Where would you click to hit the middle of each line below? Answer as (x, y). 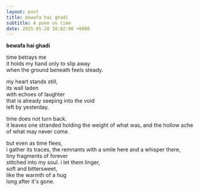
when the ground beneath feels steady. (55, 70)
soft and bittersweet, (32, 169)
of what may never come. (38, 132)
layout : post (23, 12)
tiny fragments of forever (37, 156)
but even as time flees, (35, 143)
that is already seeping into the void (51, 101)
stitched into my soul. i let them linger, (53, 162)
